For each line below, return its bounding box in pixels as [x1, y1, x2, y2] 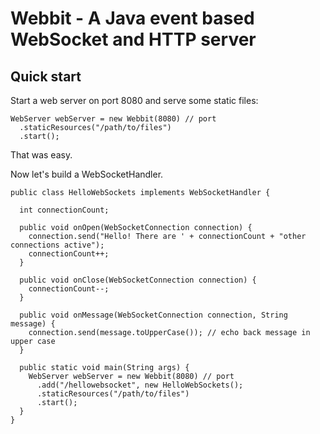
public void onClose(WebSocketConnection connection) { [19, 275, 257, 285]
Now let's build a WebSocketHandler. [10, 168, 164, 180]
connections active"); [10, 240, 105, 250]
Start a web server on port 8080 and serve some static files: [10, 95, 259, 106]
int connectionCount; [19, 205, 110, 215]
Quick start [10, 68, 82, 85]
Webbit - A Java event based [10, 7, 255, 30]
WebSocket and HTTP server [10, 28, 257, 51]
